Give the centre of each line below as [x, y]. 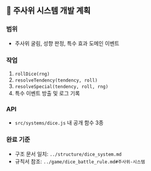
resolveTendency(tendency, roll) [56, 80]
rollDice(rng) [32, 74]
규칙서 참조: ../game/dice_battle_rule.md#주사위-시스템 [80, 161]
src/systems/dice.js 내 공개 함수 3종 [59, 123]
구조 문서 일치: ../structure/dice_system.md [68, 154]
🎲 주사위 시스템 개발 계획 [48, 11]
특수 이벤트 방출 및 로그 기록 [47, 93]
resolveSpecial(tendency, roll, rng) [62, 86]
